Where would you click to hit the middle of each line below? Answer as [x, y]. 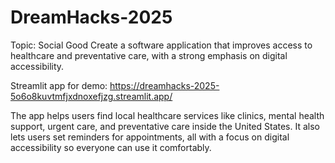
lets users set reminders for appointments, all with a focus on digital [150, 137]
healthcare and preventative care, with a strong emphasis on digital [149, 55]
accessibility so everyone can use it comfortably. [111, 147]
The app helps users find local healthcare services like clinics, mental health [167, 115]
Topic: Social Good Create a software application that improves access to [161, 45]
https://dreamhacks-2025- [164, 85]
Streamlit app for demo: [59, 85]
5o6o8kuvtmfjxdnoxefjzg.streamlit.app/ [91, 96]
